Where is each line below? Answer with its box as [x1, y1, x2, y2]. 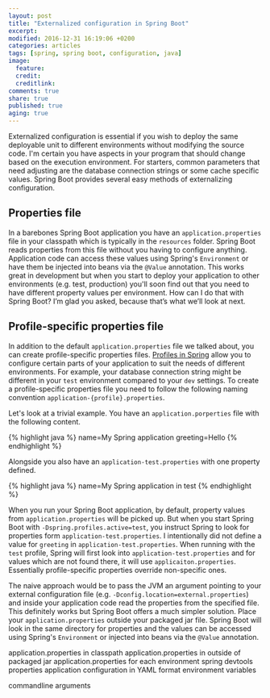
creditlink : [15, 79, 56, 87]
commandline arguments [8, 680, 91, 690]
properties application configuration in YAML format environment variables [8, 665, 256, 675]
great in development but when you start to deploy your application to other [8, 270, 260, 280]
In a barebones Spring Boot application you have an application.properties [8, 228, 262, 237]
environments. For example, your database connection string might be [8, 366, 242, 376]
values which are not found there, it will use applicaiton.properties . [8, 556, 236, 566]
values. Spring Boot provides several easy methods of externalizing [8, 174, 233, 184]
